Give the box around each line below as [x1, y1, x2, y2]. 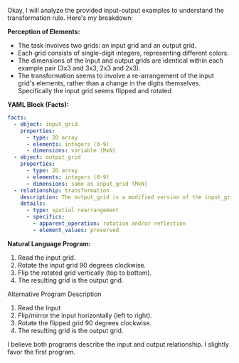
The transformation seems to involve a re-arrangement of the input [17, 71, 215, 80]
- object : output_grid [14, 154, 81, 161]
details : [20, 200, 46, 207]
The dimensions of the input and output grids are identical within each [17, 56, 224, 65]
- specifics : [26, 214, 65, 221]
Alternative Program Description [7, 290, 102, 298]
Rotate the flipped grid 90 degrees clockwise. [17, 318, 152, 327]
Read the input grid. [17, 253, 76, 262]
